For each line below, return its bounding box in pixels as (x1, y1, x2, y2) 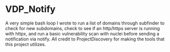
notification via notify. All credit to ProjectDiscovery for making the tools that (5, 36, 165, 42)
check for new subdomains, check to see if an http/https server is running (5, 25, 160, 31)
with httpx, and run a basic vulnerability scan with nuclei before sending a (5, 30, 160, 36)
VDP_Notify (5, 3, 56, 15)
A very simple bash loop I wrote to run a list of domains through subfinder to (5, 20, 165, 26)
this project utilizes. (5, 41, 46, 47)
